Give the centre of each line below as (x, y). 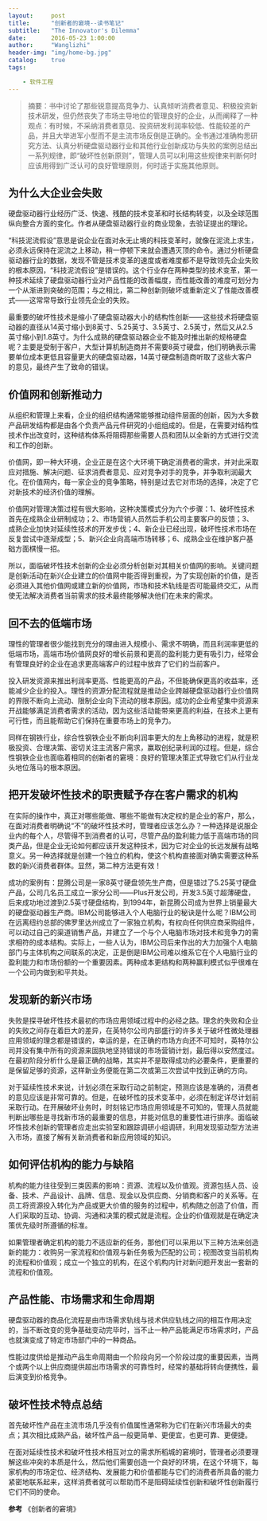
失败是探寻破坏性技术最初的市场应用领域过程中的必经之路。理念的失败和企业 (133, 1020)
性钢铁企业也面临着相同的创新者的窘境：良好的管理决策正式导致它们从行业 (130, 757)
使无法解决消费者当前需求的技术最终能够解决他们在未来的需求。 (112, 595)
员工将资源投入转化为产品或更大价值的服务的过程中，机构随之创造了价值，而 (133, 1205)
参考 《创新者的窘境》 (44, 1509)
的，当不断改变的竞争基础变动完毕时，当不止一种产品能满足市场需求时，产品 (133, 1330)
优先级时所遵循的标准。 (53, 1225)
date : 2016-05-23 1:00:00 (62, 38)
